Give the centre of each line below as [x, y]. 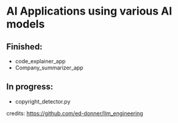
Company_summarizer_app [49, 68]
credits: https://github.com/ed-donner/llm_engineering [75, 113]
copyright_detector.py [43, 101]
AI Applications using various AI [89, 11]
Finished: [24, 47]
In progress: [30, 87]
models [26, 24]
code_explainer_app [40, 61]
